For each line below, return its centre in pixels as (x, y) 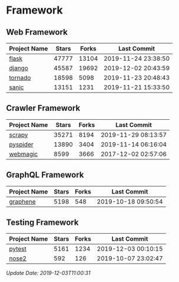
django (19, 68)
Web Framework (37, 32)
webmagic (24, 154)
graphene (23, 201)
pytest (18, 249)
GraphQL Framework (45, 175)
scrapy (19, 135)
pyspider (21, 144)
